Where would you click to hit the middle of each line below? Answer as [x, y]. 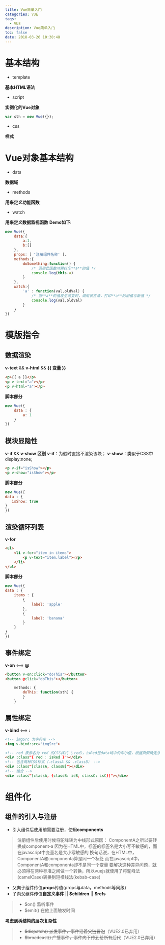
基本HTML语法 [20, 87]
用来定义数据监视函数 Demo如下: [39, 222]
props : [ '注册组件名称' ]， [41, 254]
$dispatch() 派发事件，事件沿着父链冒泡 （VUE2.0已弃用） [83, 931]
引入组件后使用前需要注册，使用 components [58, 830]
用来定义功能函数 [22, 202]
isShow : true [25, 501]
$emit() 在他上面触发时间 [50, 910]
